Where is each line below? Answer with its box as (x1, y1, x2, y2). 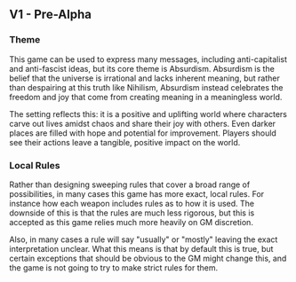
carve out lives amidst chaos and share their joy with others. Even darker (9, 118, 276, 129)
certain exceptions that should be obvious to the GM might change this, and (9, 253, 287, 263)
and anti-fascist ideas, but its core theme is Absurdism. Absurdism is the (9, 63, 276, 74)
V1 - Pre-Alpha (9, 7, 92, 22)
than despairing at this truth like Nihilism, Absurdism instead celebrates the (9, 82, 284, 92)
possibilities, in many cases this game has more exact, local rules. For (9, 188, 265, 199)
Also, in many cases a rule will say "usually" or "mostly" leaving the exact (9, 234, 278, 245)
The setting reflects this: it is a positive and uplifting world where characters (9, 108, 287, 119)
